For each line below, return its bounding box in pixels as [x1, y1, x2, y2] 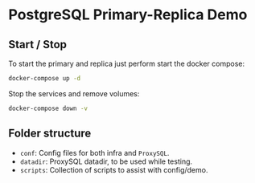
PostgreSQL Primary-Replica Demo [8, 6, 248, 24]
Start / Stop [8, 38, 67, 51]
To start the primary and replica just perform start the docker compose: [8, 59, 245, 68]
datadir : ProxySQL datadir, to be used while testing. [19, 157, 193, 166]
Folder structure [8, 127, 92, 140]
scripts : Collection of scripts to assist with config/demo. [19, 165, 208, 174]
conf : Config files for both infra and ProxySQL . [19, 148, 170, 157]
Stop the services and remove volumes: [8, 88, 140, 98]
